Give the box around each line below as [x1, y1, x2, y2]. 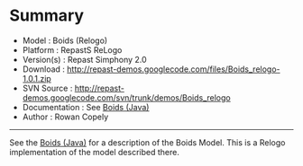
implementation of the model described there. [9, 146, 180, 157]
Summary [9, 5, 84, 26]
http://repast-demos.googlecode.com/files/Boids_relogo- [67, 64, 281, 74]
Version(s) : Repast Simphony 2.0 [22, 54, 147, 65]
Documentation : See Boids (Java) [22, 101, 150, 112]
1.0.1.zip [22, 73, 51, 83]
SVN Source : [22, 83, 73, 93]
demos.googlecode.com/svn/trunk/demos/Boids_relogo [22, 92, 232, 103]
